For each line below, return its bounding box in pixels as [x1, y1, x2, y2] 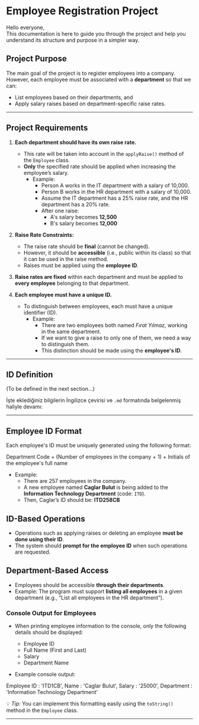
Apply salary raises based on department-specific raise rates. [14, 100, 166, 107]
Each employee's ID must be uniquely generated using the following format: [6, 442, 191, 449]
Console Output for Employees [6, 608, 97, 617]
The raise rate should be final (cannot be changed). [23, 243, 150, 250]
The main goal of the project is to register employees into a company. [6, 70, 176, 77]
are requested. [14, 548, 51, 555]
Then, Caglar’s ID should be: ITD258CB [23, 497, 120, 504]
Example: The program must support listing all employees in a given [14, 588, 182, 595]
